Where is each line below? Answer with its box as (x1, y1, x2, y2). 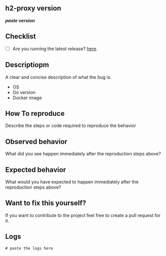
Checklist (5, 32, 36, 41)
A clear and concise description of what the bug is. (5, 74, 112, 80)
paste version (5, 17, 35, 23)
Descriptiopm (5, 61, 50, 69)
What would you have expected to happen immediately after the (5, 179, 139, 185)
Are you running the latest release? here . (12, 46, 98, 52)
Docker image (12, 95, 42, 101)
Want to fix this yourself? (5, 199, 87, 207)
